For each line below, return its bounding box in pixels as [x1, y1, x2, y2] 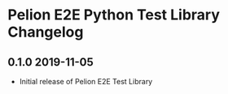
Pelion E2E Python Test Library [7, 6, 221, 24]
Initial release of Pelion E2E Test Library [19, 77, 153, 86]
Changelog [7, 23, 84, 41]
